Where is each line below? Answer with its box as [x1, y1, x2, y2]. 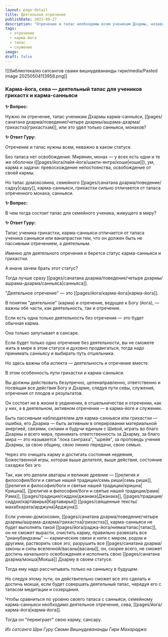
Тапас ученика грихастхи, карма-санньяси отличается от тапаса [5, 230, 145, 236]
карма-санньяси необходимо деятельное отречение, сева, [5, 601, 132, 607]
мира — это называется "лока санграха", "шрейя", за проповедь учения [5, 436, 160, 442]
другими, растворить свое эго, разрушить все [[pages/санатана [5, 540, 143, 546]
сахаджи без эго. [5, 462, 42, 468]
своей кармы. [5, 169, 35, 176]
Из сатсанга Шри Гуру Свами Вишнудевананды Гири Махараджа [5, 626, 147, 632]
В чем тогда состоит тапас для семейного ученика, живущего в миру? [5, 209, 156, 216]
